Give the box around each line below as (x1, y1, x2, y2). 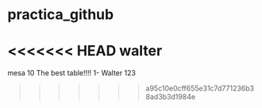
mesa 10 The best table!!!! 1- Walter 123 (7, 68, 137, 78)
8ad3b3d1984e (145, 92, 196, 102)
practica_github (7, 6, 114, 24)
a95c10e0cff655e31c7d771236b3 (145, 83, 255, 93)
